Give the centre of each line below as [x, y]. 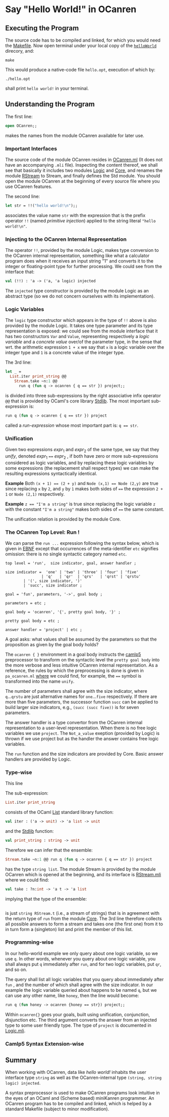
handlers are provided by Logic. [38, 759]
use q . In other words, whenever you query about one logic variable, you [80, 958]
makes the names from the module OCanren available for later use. [75, 135]
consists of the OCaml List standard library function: [60, 812]
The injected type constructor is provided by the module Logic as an [77, 291]
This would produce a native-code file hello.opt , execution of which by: [80, 70]
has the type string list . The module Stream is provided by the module [81, 869]
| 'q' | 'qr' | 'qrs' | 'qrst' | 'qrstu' [91, 576]
